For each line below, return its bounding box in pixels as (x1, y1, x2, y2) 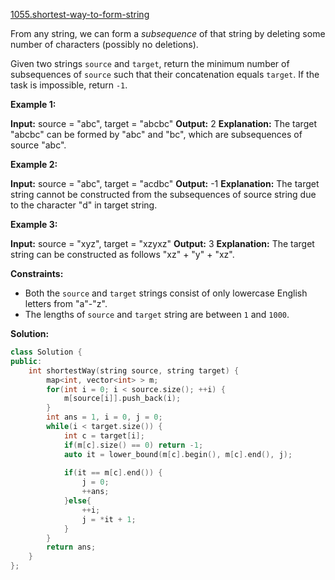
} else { (63, 496, 92, 506)
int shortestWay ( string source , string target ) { (28, 365, 240, 376)
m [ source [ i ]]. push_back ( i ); (63, 394, 182, 404)
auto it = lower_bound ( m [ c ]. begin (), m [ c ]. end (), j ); (63, 449, 293, 459)
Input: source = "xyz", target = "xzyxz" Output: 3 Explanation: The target (10, 238, 315, 249)
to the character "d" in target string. (10, 199, 158, 211)
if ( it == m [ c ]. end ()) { (63, 468, 163, 478)
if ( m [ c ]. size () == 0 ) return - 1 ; (63, 440, 204, 450)
